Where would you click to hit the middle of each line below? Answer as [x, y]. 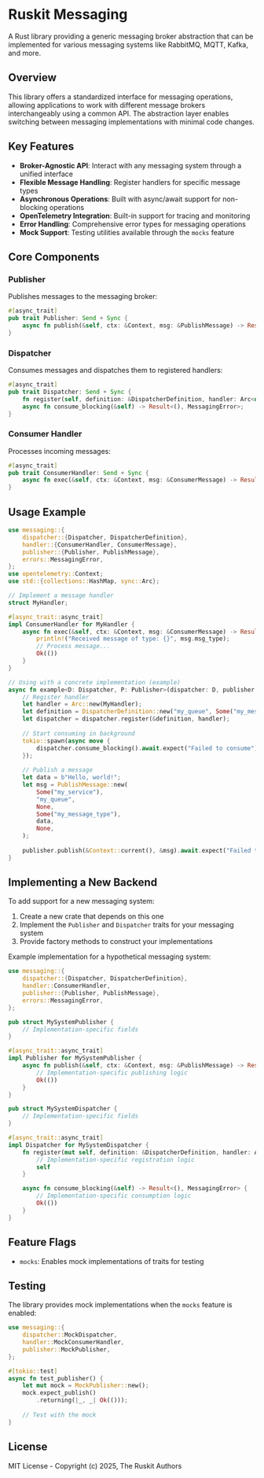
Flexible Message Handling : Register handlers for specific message [130, 182]
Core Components [54, 257]
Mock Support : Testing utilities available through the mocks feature [127, 232]
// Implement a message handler [61, 595]
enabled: [22, 1313]
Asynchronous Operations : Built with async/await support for [120, 199]
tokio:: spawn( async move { [66, 741]
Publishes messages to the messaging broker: [83, 297]
